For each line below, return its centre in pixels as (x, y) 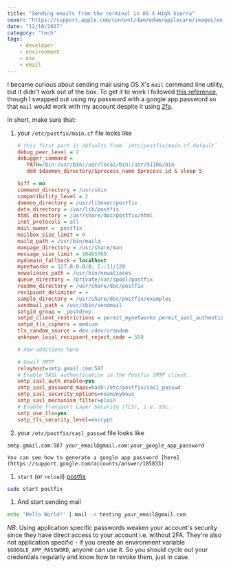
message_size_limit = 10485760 (62, 254)
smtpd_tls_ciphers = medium (57, 324)
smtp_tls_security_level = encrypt (65, 420)
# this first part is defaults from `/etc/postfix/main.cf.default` (117, 145)
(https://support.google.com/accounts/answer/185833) (86, 463)
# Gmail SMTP (36, 362)
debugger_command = (45, 158)
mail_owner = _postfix (49, 229)
